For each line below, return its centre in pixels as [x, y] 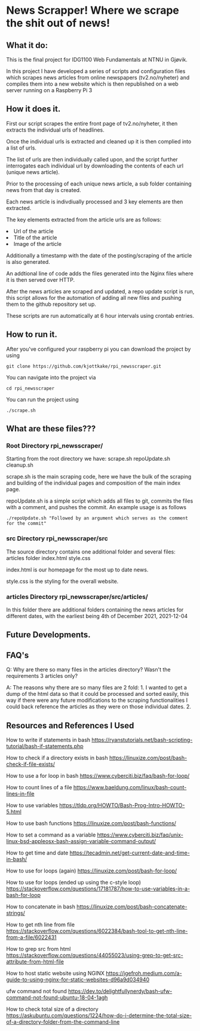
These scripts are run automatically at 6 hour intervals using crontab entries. [100, 315]
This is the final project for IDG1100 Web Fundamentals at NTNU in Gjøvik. [97, 60]
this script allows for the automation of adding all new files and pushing [94, 297]
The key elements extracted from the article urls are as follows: [84, 220]
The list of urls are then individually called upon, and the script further [92, 159]
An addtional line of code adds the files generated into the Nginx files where [100, 273]
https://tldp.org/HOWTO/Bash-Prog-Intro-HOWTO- [122, 805]
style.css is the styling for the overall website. [62, 581]
